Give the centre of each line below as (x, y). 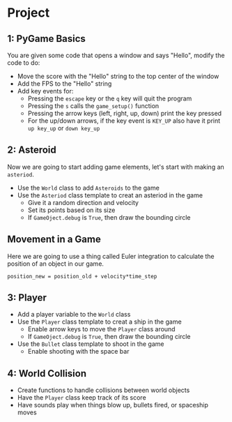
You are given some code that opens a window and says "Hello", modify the (116, 55)
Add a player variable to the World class (74, 315)
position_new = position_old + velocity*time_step (82, 276)
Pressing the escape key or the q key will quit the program (110, 98)
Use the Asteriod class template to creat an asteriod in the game (110, 195)
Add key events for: (45, 91)
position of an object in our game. (56, 264)
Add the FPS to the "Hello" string (64, 84)
